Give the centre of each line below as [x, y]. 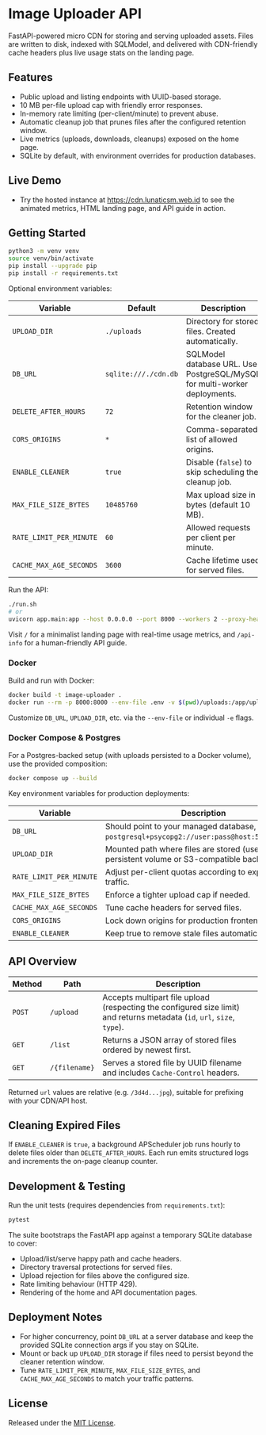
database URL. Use [221, 364]
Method [27, 984]
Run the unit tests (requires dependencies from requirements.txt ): [117, 1205]
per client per [211, 538]
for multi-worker [217, 384]
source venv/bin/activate [51, 258]
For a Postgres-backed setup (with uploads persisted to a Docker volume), [130, 755]
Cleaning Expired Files [65, 1125]
